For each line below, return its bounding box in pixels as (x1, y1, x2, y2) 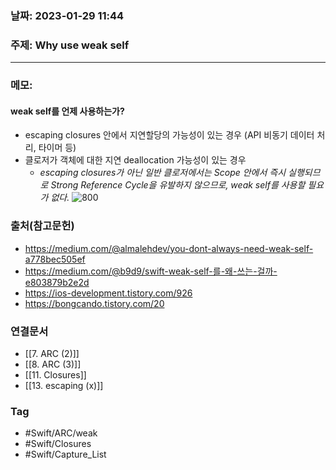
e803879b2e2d (24, 276, 90, 288)
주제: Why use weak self (10, 38, 130, 52)
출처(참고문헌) (10, 219, 75, 233)
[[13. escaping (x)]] (24, 379, 104, 391)
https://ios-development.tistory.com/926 (24, 287, 193, 299)
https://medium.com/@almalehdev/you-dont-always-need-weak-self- (24, 242, 314, 254)
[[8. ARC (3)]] (24, 358, 82, 370)
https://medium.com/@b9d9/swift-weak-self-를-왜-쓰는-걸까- (24, 265, 278, 277)
